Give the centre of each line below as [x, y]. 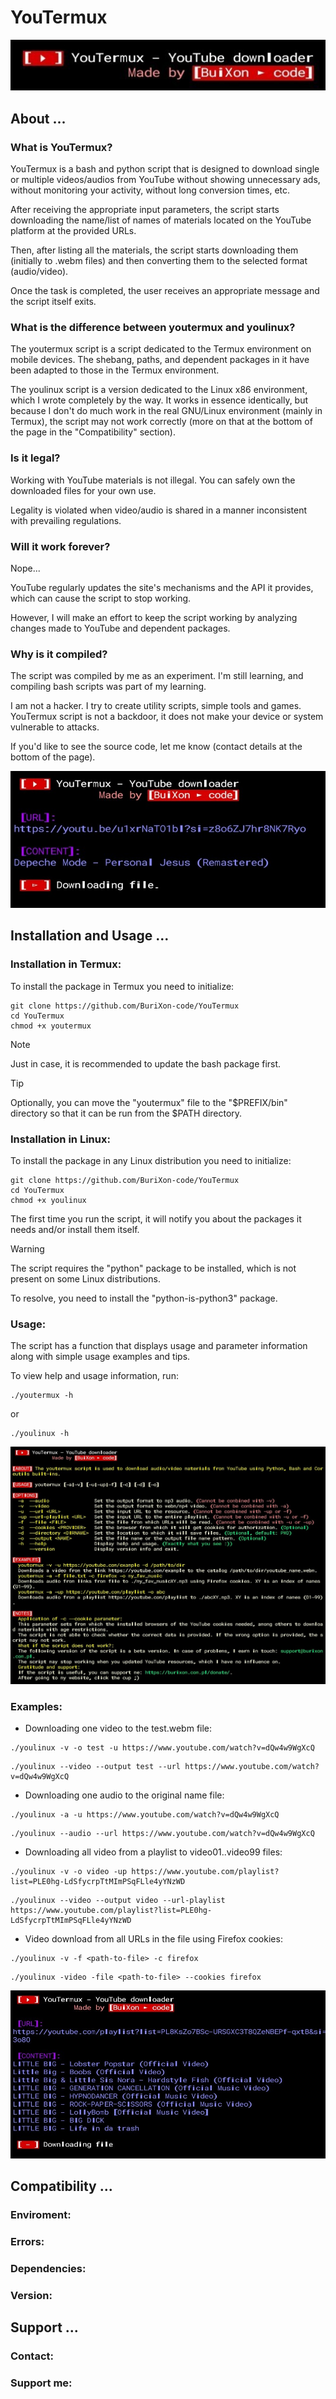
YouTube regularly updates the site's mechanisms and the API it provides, [162, 588]
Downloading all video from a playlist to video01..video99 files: [153, 1852]
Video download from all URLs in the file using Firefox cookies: [153, 1939]
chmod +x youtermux [51, 1026]
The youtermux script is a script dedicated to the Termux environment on [161, 349]
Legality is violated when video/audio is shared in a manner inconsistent [159, 510]
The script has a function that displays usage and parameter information [159, 1346]
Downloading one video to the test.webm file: [118, 1728]
